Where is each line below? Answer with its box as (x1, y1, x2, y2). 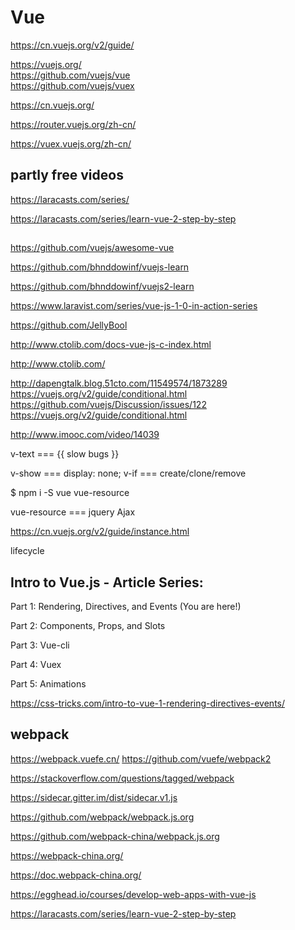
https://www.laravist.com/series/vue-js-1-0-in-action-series (10, 300, 258, 312)
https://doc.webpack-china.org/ (10, 869, 142, 881)
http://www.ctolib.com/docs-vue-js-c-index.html (10, 339, 212, 351)
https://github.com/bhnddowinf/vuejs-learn (10, 261, 190, 273)
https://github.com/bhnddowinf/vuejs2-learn (10, 281, 195, 293)
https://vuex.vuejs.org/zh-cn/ (10, 137, 132, 150)
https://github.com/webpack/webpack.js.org (10, 811, 195, 823)
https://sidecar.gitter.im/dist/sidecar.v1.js (10, 791, 178, 803)
